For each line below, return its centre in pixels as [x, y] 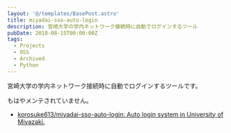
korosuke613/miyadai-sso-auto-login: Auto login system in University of [120, 114]
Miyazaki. [31, 121]
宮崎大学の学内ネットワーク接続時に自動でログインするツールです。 [104, 86]
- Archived [29, 59]
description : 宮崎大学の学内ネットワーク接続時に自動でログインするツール [103, 26]
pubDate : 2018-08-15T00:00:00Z [53, 33]
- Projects [29, 46]
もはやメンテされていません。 [50, 100]
